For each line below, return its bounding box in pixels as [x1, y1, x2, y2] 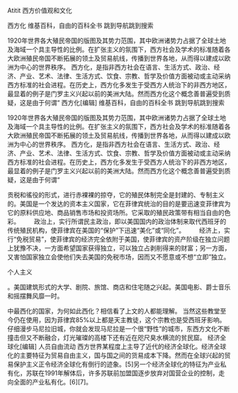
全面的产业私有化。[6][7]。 [13, 378, 93, 386]
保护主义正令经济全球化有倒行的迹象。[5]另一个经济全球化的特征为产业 [13, 360, 221, 368]
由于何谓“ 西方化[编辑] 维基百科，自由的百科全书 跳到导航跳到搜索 [31, 99, 225, 106]
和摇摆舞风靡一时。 [7, 292, 64, 300]
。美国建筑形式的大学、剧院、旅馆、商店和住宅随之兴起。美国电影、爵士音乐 [7, 283, 231, 291]
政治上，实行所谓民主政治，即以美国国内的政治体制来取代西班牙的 [33, 217, 227, 226]
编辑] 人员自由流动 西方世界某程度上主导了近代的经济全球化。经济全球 [22, 343, 227, 350]
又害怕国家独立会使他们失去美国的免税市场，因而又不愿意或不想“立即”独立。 [7, 253, 230, 261]
